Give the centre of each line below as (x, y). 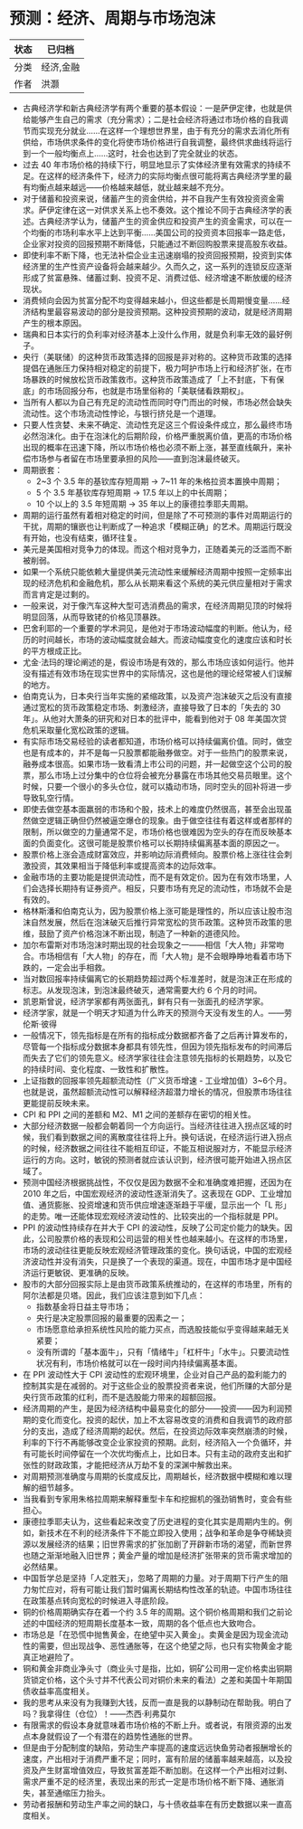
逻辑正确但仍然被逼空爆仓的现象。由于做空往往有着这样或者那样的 (169, 820)
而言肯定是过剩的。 (58, 594)
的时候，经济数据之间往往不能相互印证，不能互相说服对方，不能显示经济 (157, 1148)
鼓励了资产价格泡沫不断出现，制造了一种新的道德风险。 (142, 933)
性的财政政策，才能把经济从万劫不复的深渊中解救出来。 (133, 1464)
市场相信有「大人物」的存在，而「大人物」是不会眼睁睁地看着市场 (161, 956)
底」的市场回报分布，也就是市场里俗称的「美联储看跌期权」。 (135, 391)
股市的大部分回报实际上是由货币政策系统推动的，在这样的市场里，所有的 (157, 1284)
